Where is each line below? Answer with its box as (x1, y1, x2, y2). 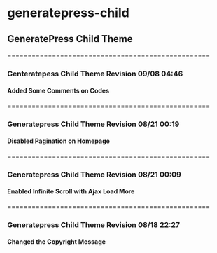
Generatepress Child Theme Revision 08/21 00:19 (7, 119, 180, 129)
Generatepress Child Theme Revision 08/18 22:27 (7, 220, 181, 230)
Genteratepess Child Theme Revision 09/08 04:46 (7, 69, 183, 78)
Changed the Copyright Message (7, 237, 106, 246)
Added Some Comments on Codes (7, 86, 110, 95)
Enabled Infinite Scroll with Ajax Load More (7, 187, 135, 196)
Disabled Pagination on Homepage (7, 137, 111, 145)
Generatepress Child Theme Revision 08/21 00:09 (7, 170, 182, 179)
